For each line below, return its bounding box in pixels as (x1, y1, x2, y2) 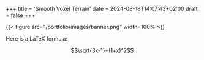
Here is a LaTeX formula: (6, 35, 68, 42)
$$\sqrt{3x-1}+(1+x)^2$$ (70, 47, 134, 54)
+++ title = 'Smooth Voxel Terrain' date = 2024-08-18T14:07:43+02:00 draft (6, 5, 198, 12)
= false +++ (6, 12, 36, 19)
